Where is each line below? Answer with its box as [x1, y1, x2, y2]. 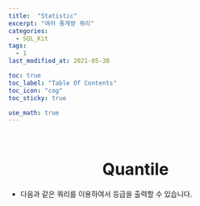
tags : [8, 42, 27, 50]
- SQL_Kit [15, 34, 48, 43]
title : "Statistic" [8, 11, 78, 20]
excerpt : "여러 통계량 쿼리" [8, 19, 94, 27]
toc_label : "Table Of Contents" [8, 78, 117, 87]
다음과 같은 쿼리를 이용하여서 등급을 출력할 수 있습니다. [19, 189, 193, 199]
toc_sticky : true [8, 94, 67, 102]
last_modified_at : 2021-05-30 [8, 57, 110, 65]
